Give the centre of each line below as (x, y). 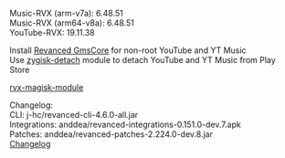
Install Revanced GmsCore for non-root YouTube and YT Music (128, 50)
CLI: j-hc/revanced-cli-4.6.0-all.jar (74, 115)
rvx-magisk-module (47, 87)
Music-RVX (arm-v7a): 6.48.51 (66, 13)
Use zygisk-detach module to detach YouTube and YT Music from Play (142, 60)
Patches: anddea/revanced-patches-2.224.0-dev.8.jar (111, 134)
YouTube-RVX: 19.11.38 (53, 32)
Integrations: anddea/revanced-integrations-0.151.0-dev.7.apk (126, 124)
